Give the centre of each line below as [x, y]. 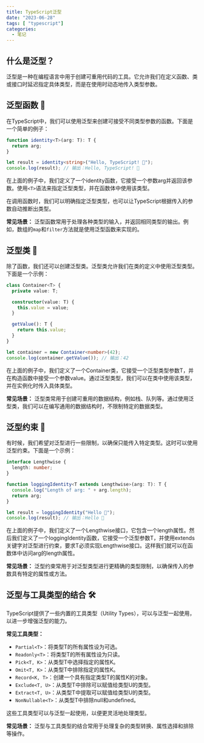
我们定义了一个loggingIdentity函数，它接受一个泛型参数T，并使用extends [103, 538]
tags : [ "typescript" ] [35, 23]
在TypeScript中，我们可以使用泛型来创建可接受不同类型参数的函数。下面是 [100, 121]
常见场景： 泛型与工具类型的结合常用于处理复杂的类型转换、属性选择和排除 [100, 726]
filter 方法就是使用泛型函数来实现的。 [94, 230]
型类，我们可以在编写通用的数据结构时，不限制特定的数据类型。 [86, 406]
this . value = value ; [43, 308]
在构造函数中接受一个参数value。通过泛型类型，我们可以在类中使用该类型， [101, 378]
